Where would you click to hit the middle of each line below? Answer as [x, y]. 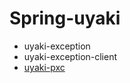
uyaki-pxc [44, 67]
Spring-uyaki [65, 18]
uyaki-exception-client [70, 56]
